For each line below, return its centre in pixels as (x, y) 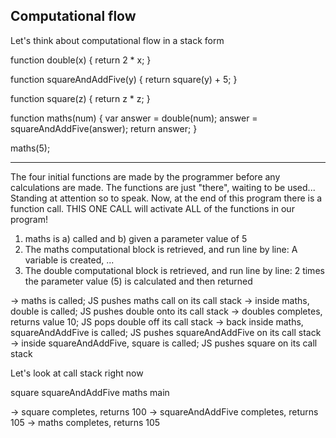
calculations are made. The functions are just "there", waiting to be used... (163, 187)
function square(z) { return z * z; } (80, 98)
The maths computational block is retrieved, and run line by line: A (161, 249)
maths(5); (30, 148)
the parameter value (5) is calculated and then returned (138, 281)
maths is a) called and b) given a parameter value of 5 (136, 238)
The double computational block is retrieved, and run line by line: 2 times (174, 270)
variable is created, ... (69, 260)
